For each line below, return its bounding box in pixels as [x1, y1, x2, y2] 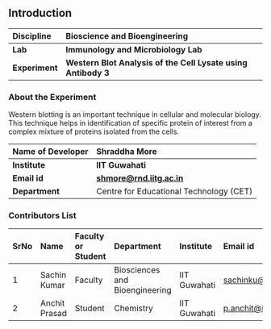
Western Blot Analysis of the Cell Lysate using [65, 56, 248, 68]
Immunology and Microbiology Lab [65, 44, 203, 55]
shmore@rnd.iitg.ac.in [96, 173, 184, 184]
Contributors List [8, 210, 77, 221]
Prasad [40, 308, 67, 319]
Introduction [8, 6, 73, 20]
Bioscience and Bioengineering [65, 30, 188, 41]
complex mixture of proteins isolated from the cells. [8, 127, 180, 136]
